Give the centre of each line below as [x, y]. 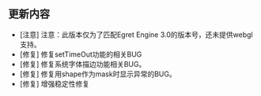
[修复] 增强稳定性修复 [54, 83]
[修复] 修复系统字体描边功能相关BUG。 [83, 64]
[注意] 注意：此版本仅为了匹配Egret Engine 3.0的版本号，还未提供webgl [136, 35]
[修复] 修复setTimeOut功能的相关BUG [81, 54]
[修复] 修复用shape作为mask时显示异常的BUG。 [98, 74]
